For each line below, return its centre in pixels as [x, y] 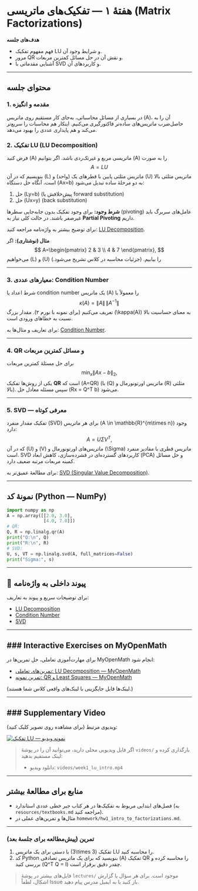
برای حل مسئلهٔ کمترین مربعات [40, 363]
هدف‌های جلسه [23, 39]
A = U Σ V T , [99, 439]
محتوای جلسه [29, 87]
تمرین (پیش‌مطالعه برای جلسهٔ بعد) [51, 839]
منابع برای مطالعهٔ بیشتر [45, 791]
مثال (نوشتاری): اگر [28, 240]
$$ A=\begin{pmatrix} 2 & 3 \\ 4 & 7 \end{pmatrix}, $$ [99, 250]
